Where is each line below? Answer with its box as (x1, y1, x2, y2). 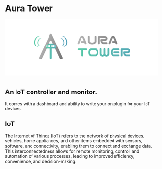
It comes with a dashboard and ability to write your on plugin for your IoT (5, 101, 150, 107)
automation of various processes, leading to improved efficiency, (5, 153, 135, 159)
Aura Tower (5, 3, 53, 14)
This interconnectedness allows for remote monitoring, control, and (5, 148, 140, 154)
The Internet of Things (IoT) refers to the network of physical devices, (5, 133, 145, 138)
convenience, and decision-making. (5, 158, 77, 164)
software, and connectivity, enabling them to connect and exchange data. (5, 143, 152, 149)
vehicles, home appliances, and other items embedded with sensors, (5, 138, 143, 143)
